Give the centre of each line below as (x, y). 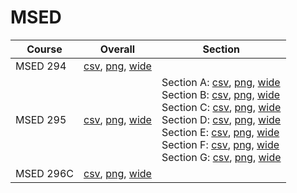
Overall (117, 49)
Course (44, 49)
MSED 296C (44, 173)
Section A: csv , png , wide (221, 82)
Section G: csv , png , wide (221, 157)
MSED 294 (41, 66)
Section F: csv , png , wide (220, 144)
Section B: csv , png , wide (221, 94)
